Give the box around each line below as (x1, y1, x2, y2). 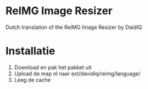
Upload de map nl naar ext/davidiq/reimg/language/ (14, 70, 141, 77)
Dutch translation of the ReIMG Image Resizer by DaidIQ (5, 24, 143, 31)
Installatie (5, 44, 56, 58)
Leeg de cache (14, 76, 51, 83)
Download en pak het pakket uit (14, 64, 92, 71)
